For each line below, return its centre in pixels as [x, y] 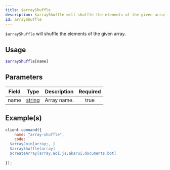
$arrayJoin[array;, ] [33, 144]
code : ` [22, 139]
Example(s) [24, 118]
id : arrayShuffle [24, 19]
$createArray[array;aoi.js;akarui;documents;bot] [63, 154]
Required [90, 91]
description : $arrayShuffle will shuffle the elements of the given [79, 15]
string [33, 100]
